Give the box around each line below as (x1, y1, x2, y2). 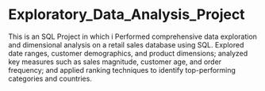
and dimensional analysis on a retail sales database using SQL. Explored (8, 40, 244, 49)
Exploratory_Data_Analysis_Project (8, 6, 245, 24)
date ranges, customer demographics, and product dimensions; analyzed (8, 48, 248, 58)
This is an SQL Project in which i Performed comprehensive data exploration (8, 32, 258, 41)
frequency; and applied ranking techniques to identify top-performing (8, 65, 236, 74)
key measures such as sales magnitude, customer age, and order (8, 57, 222, 66)
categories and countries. (8, 74, 93, 83)
